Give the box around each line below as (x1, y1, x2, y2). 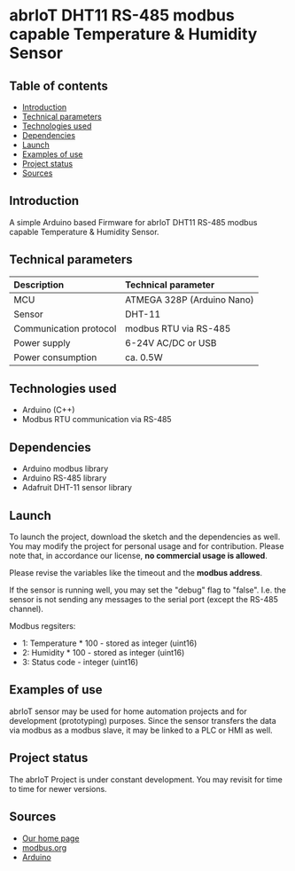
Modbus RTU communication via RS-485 (21, 414, 172, 425)
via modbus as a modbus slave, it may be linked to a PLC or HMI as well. (9, 725, 273, 735)
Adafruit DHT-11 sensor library (21, 483, 133, 493)
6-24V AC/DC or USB (125, 336, 217, 349)
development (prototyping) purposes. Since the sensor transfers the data (9, 715, 276, 726)
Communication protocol (13, 322, 117, 334)
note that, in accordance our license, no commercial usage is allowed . (9, 551, 268, 561)
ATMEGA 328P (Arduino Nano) (125, 294, 254, 306)
